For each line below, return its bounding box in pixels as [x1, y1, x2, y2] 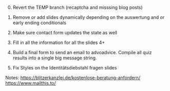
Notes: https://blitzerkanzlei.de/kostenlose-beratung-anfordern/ [5, 75, 141, 81]
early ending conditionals [12, 20, 67, 26]
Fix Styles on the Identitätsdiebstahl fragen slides [12, 65, 117, 71]
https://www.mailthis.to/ [5, 80, 56, 86]
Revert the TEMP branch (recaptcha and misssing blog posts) [12, 5, 143, 10]
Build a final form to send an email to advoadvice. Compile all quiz [12, 50, 152, 55]
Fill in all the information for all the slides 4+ [12, 39, 105, 45]
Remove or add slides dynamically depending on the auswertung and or [12, 14, 165, 20]
